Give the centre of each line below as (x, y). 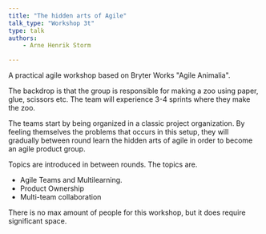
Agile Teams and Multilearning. (71, 180)
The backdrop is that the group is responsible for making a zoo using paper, (133, 91)
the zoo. (22, 108)
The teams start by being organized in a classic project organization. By (127, 123)
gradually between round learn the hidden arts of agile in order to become (131, 140)
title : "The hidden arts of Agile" (68, 16)
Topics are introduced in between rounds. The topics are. (103, 164)
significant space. (38, 221)
